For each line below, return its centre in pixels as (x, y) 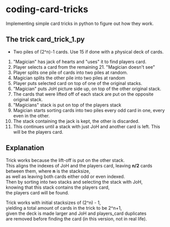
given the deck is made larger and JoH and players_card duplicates (76, 213)
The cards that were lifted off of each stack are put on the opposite (83, 94)
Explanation (25, 148)
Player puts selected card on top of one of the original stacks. (78, 83)
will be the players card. (38, 132)
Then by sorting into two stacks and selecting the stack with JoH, (74, 182)
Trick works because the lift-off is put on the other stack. (65, 160)
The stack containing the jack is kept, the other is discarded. (76, 121)
